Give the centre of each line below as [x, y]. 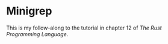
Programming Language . [37, 34]
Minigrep [29, 11]
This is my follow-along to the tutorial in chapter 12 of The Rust [84, 28]
